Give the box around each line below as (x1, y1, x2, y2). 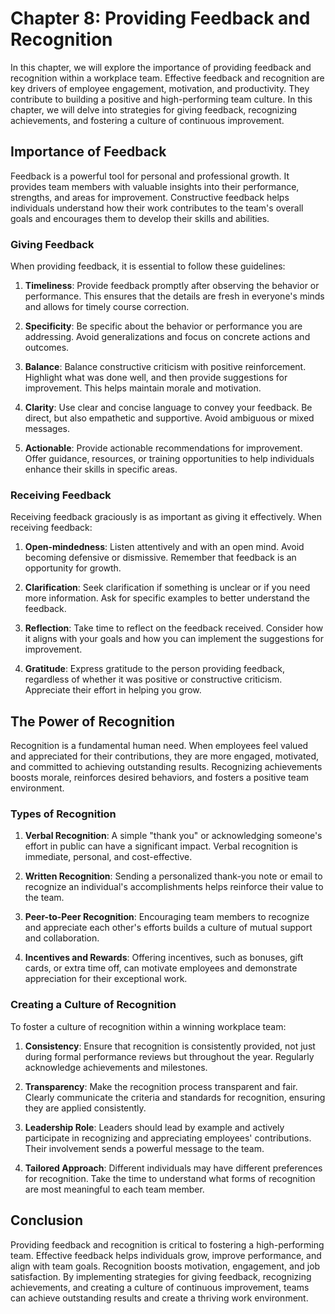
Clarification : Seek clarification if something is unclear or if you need (24, 582, 311, 594)
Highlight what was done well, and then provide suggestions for (24, 372, 288, 384)
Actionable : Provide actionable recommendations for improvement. (24, 442, 303, 454)
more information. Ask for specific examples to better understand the (24, 592, 310, 604)
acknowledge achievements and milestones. (24, 1061, 208, 1073)
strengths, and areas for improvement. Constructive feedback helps (10, 191, 290, 203)
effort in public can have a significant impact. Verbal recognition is (24, 840, 298, 852)
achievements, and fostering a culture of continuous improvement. (10, 114, 285, 126)
